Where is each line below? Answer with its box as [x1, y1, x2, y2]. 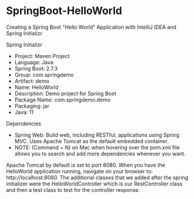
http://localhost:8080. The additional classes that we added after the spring [6, 174, 189, 181]
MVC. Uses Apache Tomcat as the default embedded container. [14, 137, 169, 144]
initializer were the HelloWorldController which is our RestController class [6, 180, 183, 187]
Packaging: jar [14, 102, 50, 109]
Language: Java [14, 59, 54, 66]
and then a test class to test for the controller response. [6, 186, 141, 193]
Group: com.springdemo [14, 71, 74, 78]
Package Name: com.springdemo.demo [14, 96, 111, 103]
